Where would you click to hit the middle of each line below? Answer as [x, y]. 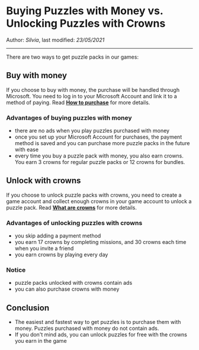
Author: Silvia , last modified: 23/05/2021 [55, 40]
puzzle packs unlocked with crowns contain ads [73, 283]
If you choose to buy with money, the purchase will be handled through [93, 89]
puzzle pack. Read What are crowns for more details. [72, 207]
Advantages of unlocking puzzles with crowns [74, 223]
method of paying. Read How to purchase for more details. [78, 102]
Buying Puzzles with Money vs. [85, 11]
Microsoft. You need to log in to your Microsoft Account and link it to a [92, 96]
